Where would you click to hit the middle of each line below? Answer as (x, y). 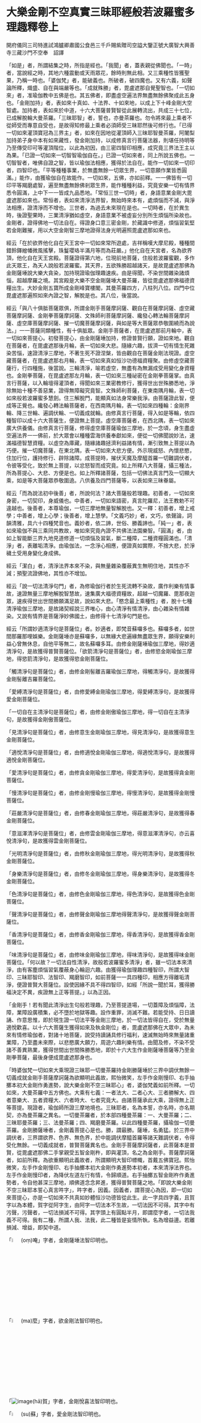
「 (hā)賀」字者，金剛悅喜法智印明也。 (64, 1401)
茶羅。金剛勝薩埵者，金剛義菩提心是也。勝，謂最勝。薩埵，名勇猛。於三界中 (100, 1130)
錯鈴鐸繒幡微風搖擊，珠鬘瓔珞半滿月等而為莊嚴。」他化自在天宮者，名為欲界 (99, 250)
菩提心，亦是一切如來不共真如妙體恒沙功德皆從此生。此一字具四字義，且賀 (103, 1197)
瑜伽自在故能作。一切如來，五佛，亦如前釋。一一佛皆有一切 (119, 177)
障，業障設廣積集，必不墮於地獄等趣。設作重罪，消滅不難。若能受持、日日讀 (100, 1012)
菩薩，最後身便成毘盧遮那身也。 (56, 1057)
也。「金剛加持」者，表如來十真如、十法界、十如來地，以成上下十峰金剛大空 (99, 102)
